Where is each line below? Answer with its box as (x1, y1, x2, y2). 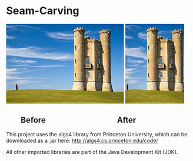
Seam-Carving (6, 4, 79, 18)
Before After (20, 115, 137, 125)
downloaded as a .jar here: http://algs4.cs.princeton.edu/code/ (6, 137, 158, 144)
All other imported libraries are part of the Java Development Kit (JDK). (6, 148, 178, 155)
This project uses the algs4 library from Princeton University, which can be (6, 130, 188, 137)
